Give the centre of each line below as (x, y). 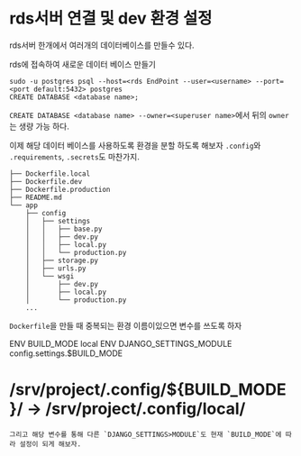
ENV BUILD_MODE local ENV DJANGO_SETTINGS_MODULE (121, 343)
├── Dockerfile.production (60, 189)
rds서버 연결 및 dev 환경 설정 (111, 18)
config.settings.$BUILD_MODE (66, 353)
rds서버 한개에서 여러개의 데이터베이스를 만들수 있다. (102, 45)
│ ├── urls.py (56, 268)
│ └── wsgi (50, 276)
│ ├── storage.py (62, 260)
